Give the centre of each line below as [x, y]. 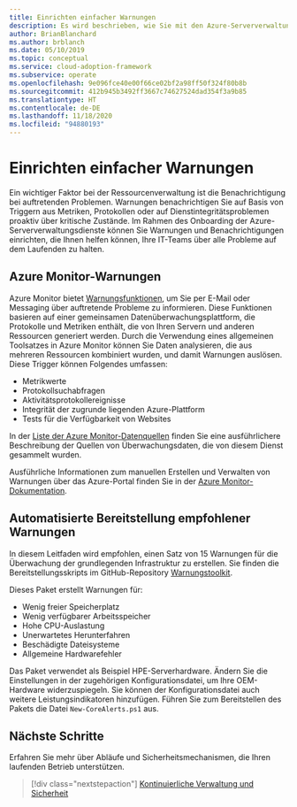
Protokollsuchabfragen [64, 390]
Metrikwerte [44, 380]
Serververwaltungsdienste [57, 230]
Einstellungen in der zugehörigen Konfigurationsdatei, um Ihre [122, 680]
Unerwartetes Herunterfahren [76, 634]
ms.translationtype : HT [53, 100]
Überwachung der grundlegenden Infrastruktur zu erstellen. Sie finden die [145, 563]
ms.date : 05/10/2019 [47, 50]
